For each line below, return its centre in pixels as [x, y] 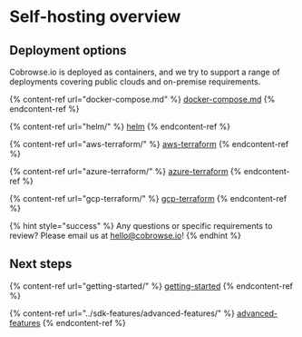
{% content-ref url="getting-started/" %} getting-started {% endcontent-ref [151, 286]
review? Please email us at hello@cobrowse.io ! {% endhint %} [126, 235]
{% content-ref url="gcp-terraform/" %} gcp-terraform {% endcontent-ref [148, 198]
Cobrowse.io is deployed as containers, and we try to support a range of [145, 72]
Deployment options [68, 50]
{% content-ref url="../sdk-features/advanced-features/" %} [122, 313]
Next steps [41, 264]
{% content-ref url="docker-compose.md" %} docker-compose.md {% [142, 99]
